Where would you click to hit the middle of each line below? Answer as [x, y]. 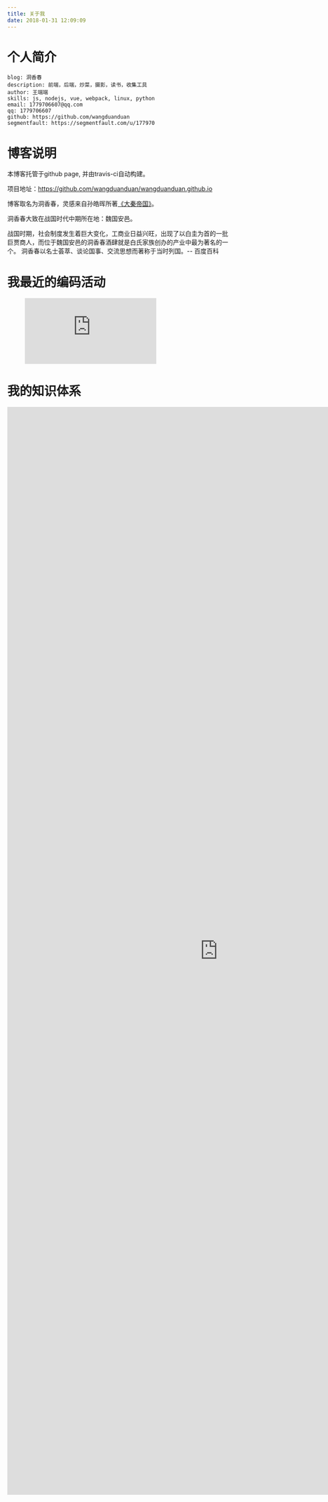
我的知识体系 [45, 391]
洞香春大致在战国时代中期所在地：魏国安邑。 [72, 219]
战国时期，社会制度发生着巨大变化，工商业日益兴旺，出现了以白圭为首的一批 [118, 234]
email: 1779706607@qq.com [45, 105]
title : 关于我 [26, 14]
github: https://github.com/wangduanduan [69, 117]
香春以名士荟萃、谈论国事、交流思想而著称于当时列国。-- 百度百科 [123, 251]
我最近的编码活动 [57, 282]
